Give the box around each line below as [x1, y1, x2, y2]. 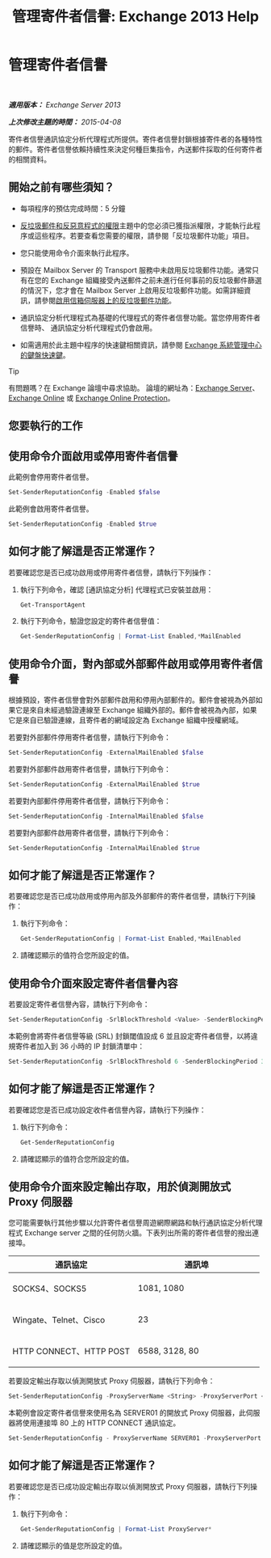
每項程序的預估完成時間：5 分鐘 [19, 203, 127, 213]
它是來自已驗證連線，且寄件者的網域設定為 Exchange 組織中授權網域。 [8, 715, 244, 725]
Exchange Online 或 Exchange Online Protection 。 [8, 393, 175, 403]
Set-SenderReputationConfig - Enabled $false [8, 488, 161, 496]
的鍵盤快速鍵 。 [19, 349, 70, 360]
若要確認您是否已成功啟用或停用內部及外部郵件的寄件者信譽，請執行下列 [8, 891, 248, 901]
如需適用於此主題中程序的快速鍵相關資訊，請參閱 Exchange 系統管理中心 [19, 340, 262, 349]
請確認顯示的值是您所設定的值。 [19, 1540, 127, 1550]
